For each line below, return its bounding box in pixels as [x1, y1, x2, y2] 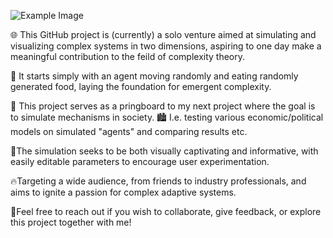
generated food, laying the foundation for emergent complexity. [10, 81, 272, 92]
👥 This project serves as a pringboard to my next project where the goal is [10, 100, 316, 112]
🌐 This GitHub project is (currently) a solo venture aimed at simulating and [10, 29, 317, 40]
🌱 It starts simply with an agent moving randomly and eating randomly [10, 70, 299, 82]
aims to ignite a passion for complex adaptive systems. [10, 186, 237, 198]
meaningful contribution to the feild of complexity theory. [10, 51, 246, 62]
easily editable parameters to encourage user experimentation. [10, 156, 270, 167]
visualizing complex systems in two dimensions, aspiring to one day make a [10, 40, 322, 52]
